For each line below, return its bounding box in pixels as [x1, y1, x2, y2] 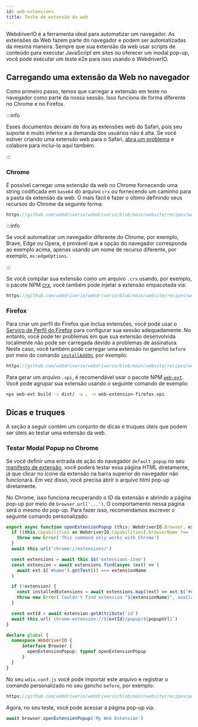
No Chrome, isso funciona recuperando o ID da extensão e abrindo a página [6, 494, 192, 501]
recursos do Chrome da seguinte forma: [6, 200, 103, 207]
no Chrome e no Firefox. [6, 101, 65, 108]
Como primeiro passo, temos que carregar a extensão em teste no [6, 88, 167, 95]
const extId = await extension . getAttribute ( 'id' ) [11, 610, 138, 616]
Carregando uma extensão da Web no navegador [6, 72, 190, 82]
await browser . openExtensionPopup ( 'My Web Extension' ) [6, 715, 144, 721]
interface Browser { [21, 643, 72, 649]
